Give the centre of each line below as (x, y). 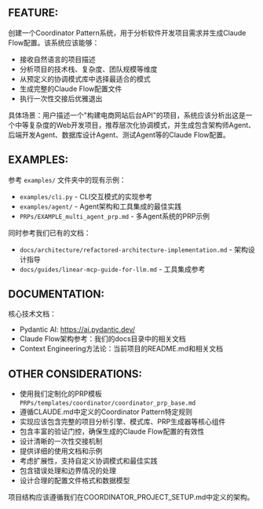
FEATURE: (33, 13)
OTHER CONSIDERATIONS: (75, 374)
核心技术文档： (32, 314)
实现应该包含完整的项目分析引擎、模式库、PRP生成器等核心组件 (122, 422)
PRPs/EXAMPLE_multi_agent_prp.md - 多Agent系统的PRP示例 (115, 216)
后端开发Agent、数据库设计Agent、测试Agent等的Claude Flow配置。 (119, 135)
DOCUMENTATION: (56, 294)
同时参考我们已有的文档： (49, 233)
